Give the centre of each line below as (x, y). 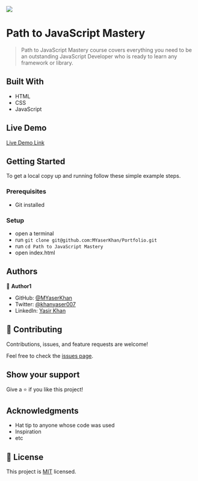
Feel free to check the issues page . (50, 356)
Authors (22, 272)
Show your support (43, 375)
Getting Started (36, 161)
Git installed (30, 204)
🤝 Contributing (34, 329)
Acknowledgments (43, 411)
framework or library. (47, 63)
